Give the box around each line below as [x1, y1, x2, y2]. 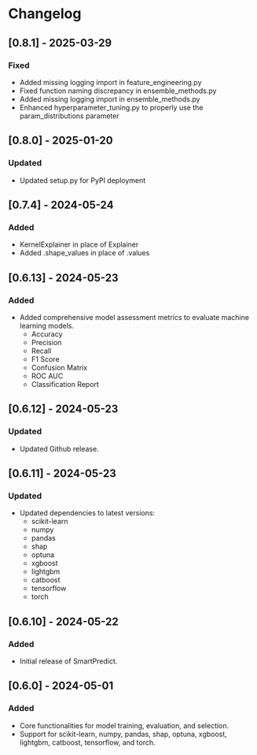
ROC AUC [31, 371, 64, 381]
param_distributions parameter [19, 111, 119, 121]
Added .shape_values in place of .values [19, 248, 150, 258]
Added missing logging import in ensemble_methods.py [19, 94, 200, 103]
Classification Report [31, 379, 100, 389]
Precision [31, 337, 62, 347]
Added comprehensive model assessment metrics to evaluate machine [19, 312, 250, 322]
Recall [31, 346, 52, 355]
